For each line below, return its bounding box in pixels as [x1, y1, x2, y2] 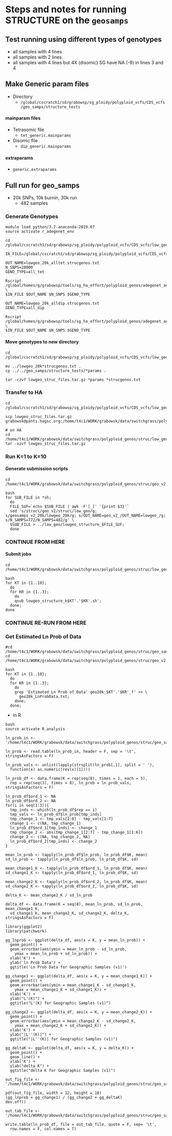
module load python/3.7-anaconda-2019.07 [5, 224, 95, 230]
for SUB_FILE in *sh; [5, 495, 52, 500]
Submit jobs [5, 551, 32, 557]
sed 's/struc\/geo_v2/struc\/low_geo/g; [10, 508, 97, 514]
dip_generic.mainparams [20, 144, 72, 149]
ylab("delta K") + [10, 1064, 50, 1069]
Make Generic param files [5, 80, 89, 88]
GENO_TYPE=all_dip [5, 306, 45, 311]
